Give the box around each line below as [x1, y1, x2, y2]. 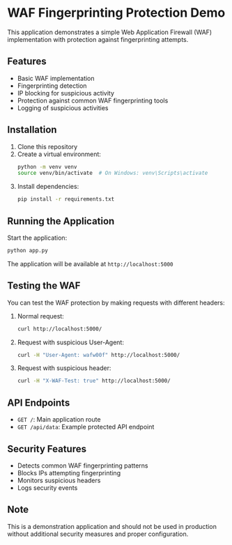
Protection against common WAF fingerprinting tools [17, 96, 169, 105]
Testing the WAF [7, 280, 81, 292]
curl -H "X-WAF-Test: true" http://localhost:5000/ [17, 378, 171, 385]
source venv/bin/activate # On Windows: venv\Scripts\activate [17, 169, 208, 177]
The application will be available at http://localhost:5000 [7, 259, 173, 268]
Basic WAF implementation [17, 74, 95, 82]
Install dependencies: [17, 183, 79, 191]
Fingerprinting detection [17, 82, 87, 90]
